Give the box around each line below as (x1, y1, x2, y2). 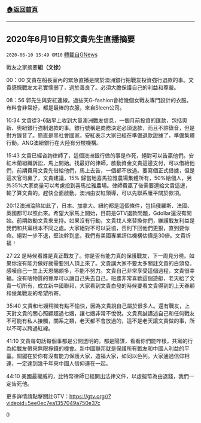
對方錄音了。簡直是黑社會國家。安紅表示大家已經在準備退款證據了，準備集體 (6, 132, 195, 139)
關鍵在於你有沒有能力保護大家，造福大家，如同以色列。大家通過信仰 (16, 352, 184, 360)
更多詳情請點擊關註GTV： (6, 393, 70, 400)
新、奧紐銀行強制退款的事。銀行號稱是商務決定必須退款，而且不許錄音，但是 (6, 124, 195, 132)
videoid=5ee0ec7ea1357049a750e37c (6, 400, 100, 407)
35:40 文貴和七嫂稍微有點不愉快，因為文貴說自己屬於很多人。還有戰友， (6, 302, 185, 309)
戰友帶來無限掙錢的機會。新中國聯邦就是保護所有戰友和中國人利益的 (16, 345, 184, 352)
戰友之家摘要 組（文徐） (6, 64, 64, 71)
